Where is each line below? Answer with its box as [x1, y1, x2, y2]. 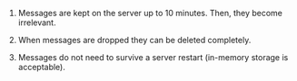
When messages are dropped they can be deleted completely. [17, 35, 252, 45]
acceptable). [17, 62, 66, 72]
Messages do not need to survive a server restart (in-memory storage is [17, 52, 289, 62]
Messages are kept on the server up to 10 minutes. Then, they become [17, 8, 283, 18]
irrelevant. [17, 17, 56, 28]
